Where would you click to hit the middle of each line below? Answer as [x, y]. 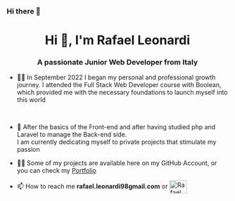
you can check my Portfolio [56, 171]
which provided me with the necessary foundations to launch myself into [122, 92]
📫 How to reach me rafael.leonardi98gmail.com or [92, 186]
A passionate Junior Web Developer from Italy [118, 63]
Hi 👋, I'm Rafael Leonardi [118, 40]
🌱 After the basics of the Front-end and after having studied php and [116, 127]
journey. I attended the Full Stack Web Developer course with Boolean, [119, 85]
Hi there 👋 [24, 11]
